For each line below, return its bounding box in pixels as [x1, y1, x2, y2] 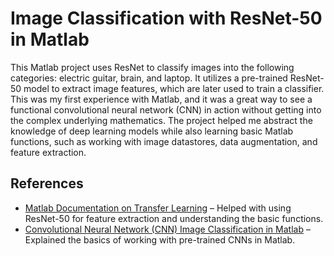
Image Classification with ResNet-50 [10, 7, 323, 30]
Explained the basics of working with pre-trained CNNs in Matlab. [24, 233, 296, 246]
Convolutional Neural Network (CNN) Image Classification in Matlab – [24, 223, 311, 235]
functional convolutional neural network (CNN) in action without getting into [10, 103, 322, 116]
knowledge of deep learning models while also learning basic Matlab [10, 125, 294, 137]
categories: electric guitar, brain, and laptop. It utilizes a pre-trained [10, 72, 288, 84]
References [10, 175, 84, 192]
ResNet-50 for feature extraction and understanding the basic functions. [24, 212, 324, 224]
